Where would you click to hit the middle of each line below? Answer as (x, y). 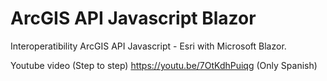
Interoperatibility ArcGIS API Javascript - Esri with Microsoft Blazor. (148, 46)
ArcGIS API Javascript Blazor (133, 18)
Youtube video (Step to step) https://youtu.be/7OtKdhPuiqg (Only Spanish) (164, 65)
